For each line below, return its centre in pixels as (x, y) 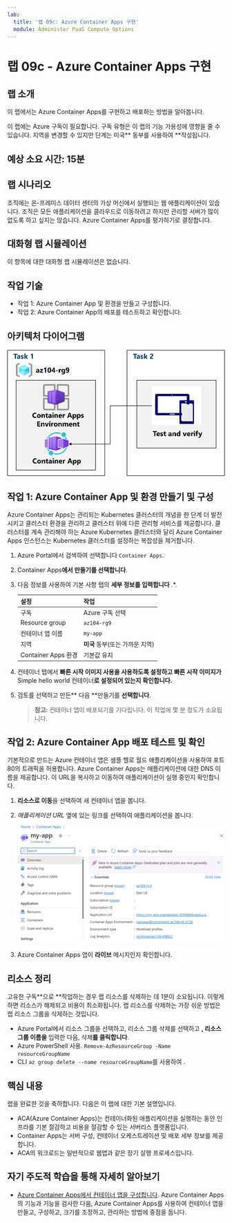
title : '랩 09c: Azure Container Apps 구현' (76, 22)
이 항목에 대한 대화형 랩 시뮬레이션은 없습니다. (69, 262)
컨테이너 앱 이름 (42, 633)
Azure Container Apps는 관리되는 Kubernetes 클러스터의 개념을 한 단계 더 (108, 515)
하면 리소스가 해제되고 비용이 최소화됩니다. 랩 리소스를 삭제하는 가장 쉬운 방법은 (114, 1005)
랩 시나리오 (29, 185)
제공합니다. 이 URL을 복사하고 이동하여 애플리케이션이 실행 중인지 (108, 777)
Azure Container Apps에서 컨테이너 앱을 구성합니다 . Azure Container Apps (120, 1195)
